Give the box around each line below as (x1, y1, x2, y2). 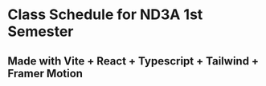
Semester (7, 22, 74, 41)
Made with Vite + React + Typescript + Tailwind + (7, 54, 259, 68)
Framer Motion (7, 66, 84, 80)
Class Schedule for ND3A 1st (7, 6, 203, 24)
